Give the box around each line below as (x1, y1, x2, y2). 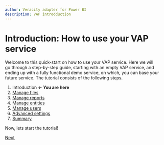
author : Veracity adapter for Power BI (5, 7, 87, 12)
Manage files (12, 90, 39, 96)
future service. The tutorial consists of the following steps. (5, 75, 123, 81)
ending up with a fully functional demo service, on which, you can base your (5, 70, 159, 76)
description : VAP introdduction (5, 12, 71, 17)
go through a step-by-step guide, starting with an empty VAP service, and (5, 65, 154, 71)
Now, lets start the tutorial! (5, 125, 59, 131)
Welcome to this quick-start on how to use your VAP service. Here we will (5, 59, 154, 65)
